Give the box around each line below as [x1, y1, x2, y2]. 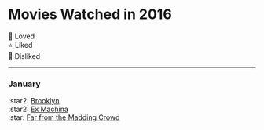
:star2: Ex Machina [8, 104, 69, 114]
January [8, 78, 41, 89]
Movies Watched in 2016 [8, 5, 173, 23]
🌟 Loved [8, 31, 35, 41]
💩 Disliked [8, 51, 41, 60]
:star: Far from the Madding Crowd [8, 113, 120, 122]
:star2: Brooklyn [8, 96, 60, 106]
